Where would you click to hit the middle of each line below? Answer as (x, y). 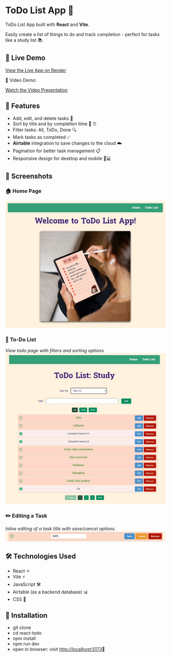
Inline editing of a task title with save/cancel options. (61, 529)
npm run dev (26, 644)
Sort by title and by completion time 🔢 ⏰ (54, 124)
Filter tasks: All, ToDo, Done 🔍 (45, 130)
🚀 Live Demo (25, 58)
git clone (22, 627)
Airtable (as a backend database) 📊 (50, 592)
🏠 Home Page (23, 191)
